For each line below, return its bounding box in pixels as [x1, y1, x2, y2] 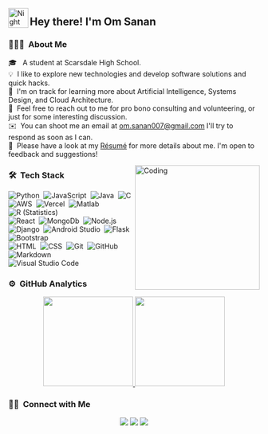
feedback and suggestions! [8, 149, 98, 158]
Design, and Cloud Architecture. [8, 95, 114, 104]
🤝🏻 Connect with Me [8, 399, 91, 410]
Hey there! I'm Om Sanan [30, 15, 157, 29]
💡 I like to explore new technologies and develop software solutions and [8, 68, 246, 79]
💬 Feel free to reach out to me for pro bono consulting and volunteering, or [8, 104, 255, 113]
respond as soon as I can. [8, 132, 93, 142]
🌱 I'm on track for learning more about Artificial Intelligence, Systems [8, 86, 237, 96]
